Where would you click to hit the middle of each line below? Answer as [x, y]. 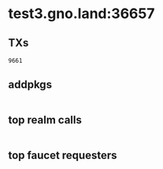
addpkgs [30, 84]
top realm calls [45, 120]
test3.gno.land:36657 [81, 14]
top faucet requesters [63, 155]
